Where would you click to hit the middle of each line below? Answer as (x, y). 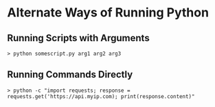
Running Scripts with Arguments (78, 38)
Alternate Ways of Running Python (108, 13)
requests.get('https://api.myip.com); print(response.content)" (101, 96)
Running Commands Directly (70, 74)
